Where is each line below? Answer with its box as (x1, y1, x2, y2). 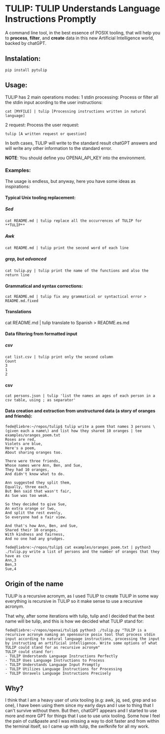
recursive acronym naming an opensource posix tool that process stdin (5, 632, 155, 637)
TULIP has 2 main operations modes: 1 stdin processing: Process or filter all (5, 94, 159, 100)
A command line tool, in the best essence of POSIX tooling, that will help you (5, 30, 161, 35)
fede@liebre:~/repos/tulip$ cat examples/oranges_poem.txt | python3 (5, 545, 151, 550)
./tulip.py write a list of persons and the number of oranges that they (5, 549, 160, 554)
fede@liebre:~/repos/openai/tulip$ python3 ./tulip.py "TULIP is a (5, 628, 147, 632)
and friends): (5, 413, 33, 419)
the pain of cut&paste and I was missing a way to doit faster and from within (5, 718, 159, 724)
